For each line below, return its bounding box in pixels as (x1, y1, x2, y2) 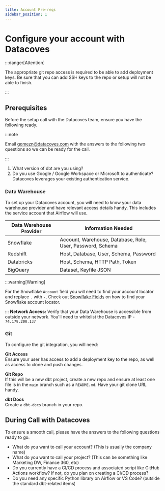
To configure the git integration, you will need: (5, 341, 98, 348)
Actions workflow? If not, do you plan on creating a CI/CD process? (12, 470, 149, 476)
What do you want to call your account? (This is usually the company (12, 444, 152, 450)
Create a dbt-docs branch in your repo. (5, 401, 83, 407)
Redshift (7, 250, 27, 257)
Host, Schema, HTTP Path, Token (59, 258, 137, 265)
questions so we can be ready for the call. (5, 146, 90, 152)
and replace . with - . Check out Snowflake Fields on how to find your (5, 294, 145, 300)
